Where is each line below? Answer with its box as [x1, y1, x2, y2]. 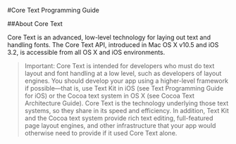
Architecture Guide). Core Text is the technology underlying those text [24, 99, 229, 107]
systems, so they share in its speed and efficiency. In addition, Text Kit [24, 107, 229, 114]
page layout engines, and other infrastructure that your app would [24, 122, 216, 129]
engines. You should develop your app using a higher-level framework [24, 77, 229, 85]
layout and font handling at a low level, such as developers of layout [24, 70, 222, 77]
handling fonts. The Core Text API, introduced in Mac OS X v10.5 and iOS [7, 41, 219, 48]
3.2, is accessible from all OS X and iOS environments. [7, 48, 166, 56]
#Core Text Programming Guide [7, 6, 100, 14]
